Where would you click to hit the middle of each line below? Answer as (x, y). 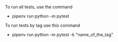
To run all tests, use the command (39, 7)
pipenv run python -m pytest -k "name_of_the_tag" (63, 35)
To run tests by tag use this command (43, 25)
